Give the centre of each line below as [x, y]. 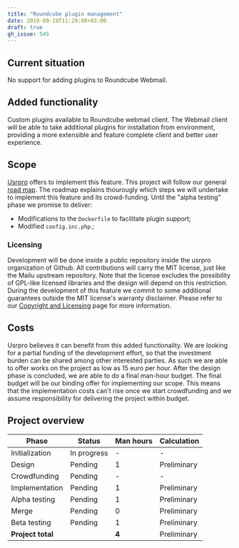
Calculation [179, 441]
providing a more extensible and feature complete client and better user [113, 135]
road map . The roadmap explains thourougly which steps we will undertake [118, 189]
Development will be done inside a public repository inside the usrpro [110, 260]
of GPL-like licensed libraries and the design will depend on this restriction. [118, 283]
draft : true [25, 27]
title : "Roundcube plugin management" [65, 14]
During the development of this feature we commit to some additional [110, 290]
